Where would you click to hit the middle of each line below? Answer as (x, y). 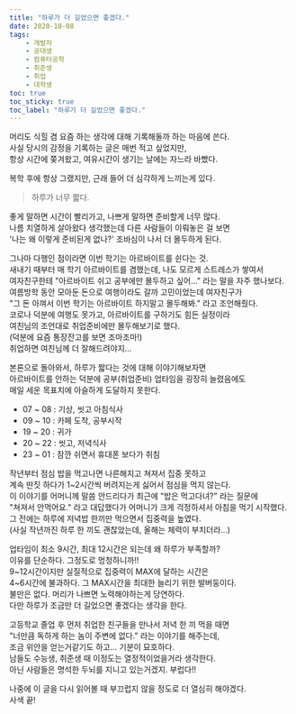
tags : (19, 34)
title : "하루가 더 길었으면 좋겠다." (70, 18)
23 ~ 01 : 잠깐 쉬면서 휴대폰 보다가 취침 (91, 454)
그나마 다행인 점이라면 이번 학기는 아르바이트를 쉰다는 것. (109, 259)
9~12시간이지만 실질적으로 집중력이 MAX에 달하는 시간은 (109, 572)
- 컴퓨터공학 (45, 59)
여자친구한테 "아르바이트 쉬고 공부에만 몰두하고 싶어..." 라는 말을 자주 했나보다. (147, 281)
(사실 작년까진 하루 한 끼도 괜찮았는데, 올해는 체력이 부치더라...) (120, 530)
